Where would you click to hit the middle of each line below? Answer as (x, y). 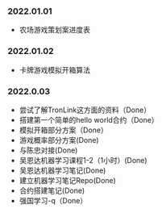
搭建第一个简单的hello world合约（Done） (89, 119)
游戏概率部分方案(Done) (59, 140)
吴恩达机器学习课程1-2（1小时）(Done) (83, 160)
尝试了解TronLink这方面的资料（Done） (85, 110)
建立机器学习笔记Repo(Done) (67, 180)
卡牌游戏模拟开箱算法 (54, 69)
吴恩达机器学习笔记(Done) (62, 170)
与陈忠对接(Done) (48, 150)
